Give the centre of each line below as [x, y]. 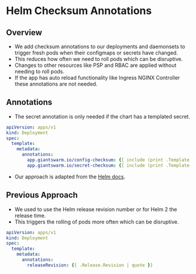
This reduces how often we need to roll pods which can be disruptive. [99, 59]
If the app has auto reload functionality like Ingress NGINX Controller [97, 78]
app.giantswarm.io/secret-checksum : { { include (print [95, 165]
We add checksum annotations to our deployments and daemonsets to [100, 46]
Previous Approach [42, 195]
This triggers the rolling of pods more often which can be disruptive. [97, 222]
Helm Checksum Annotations [79, 11]
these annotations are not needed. [56, 84]
